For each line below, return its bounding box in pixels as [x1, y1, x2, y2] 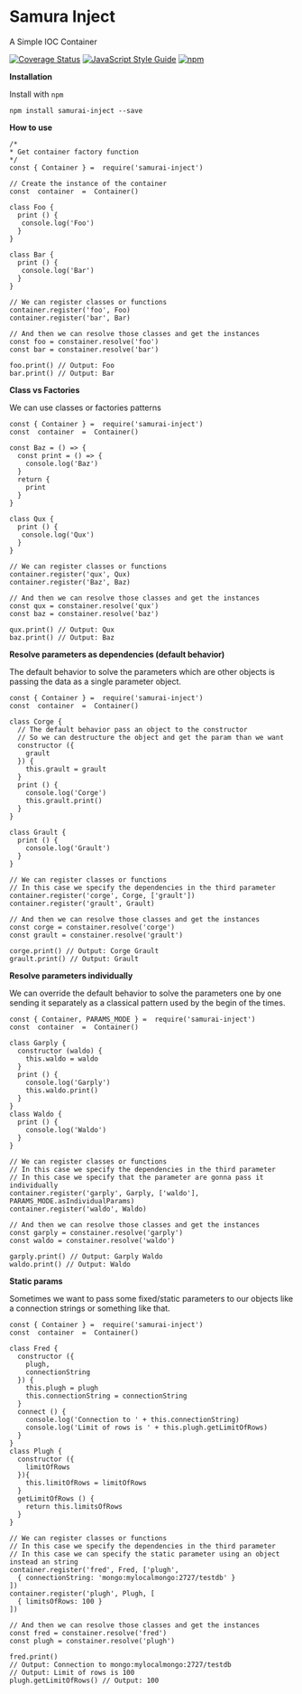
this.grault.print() [25, 796, 103, 805]
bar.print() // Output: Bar [9, 369, 115, 378]
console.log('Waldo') [25, 1125, 106, 1135]
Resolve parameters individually [9, 969, 133, 981]
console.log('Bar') [21, 266, 95, 275]
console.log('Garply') [25, 1078, 111, 1087]
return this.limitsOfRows [25, 1502, 124, 1511]
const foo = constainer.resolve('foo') [9, 337, 160, 346]
